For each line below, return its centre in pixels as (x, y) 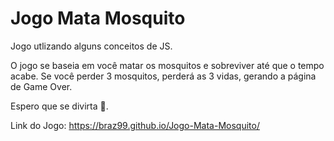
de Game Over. (41, 86)
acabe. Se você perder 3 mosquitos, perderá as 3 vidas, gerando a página (163, 76)
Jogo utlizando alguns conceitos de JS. (91, 46)
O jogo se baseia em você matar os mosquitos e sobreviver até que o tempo (167, 65)
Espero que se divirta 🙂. (59, 106)
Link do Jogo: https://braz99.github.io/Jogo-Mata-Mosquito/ (135, 125)
